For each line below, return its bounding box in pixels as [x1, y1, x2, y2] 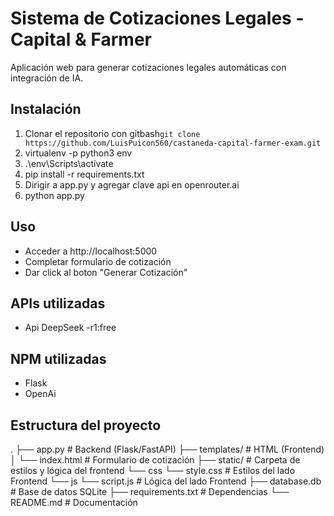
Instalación [10, 101, 82, 118]
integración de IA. [10, 72, 84, 84]
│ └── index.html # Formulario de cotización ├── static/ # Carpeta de [10, 454, 301, 466]
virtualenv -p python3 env [24, 147, 133, 159]
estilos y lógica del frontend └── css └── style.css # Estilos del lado [10, 465, 296, 476]
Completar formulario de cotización [24, 255, 172, 267]
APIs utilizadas [10, 295, 106, 312]
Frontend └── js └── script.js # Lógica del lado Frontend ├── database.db [10, 475, 322, 487]
